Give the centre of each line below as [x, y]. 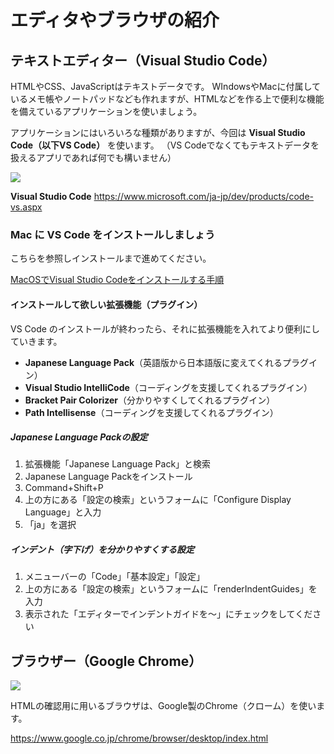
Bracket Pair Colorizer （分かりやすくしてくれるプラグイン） [150, 400]
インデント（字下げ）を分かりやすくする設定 [102, 550]
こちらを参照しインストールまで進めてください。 [111, 258]
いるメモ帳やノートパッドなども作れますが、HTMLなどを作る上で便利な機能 [167, 99]
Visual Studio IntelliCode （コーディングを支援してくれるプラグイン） [168, 387]
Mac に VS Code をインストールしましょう [113, 234]
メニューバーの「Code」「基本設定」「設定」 [115, 577]
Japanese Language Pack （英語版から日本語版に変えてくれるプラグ [166, 362]
